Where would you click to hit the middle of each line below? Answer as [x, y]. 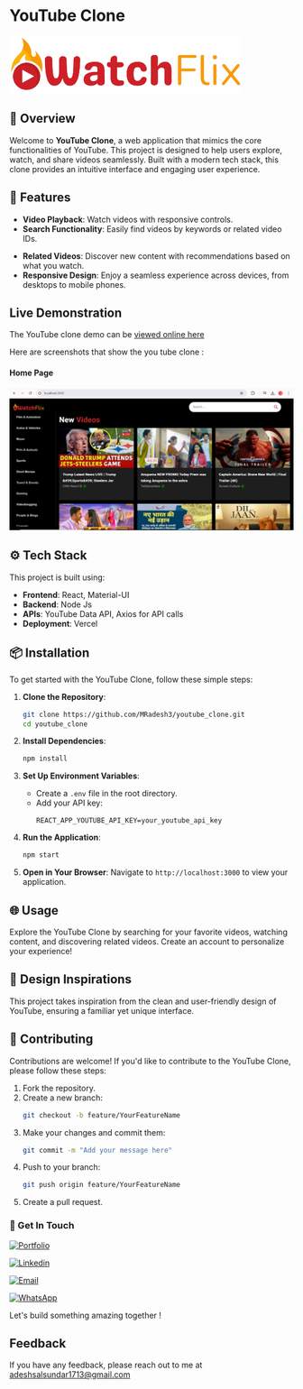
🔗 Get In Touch [42, 1226]
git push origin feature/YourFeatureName [101, 1185]
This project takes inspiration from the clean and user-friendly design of [143, 1001]
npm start [41, 855]
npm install [45, 759]
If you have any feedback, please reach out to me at [106, 1365]
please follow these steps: [58, 1071]
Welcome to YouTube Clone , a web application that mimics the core [136, 140]
